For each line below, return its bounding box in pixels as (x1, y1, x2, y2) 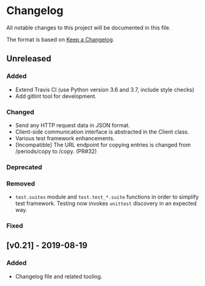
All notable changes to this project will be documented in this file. (6, 24, 171, 31)
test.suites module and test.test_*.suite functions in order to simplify (15, 194, 199, 201)
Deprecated (6, 163, 43, 171)
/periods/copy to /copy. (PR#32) (15, 148, 97, 155)
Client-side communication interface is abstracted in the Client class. (15, 128, 190, 135)
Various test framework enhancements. (15, 134, 115, 141)
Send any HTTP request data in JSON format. (15, 121, 130, 129)
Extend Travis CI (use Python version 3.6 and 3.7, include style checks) (15, 86, 195, 93)
